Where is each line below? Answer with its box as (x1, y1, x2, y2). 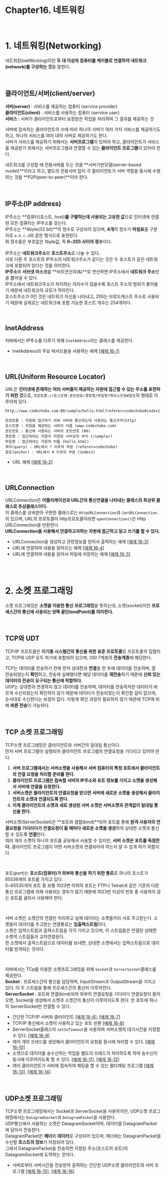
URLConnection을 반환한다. (5, 522, 60, 528)
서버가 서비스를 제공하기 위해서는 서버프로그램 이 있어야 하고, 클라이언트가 (5, 138, 147, 144)
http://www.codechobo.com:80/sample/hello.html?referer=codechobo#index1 (5, 409, 161, 414)
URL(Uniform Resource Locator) (5, 372, 106, 381)
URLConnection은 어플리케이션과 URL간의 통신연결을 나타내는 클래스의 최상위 (5, 497, 156, 503)
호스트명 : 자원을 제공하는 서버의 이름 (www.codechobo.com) (5, 424, 117, 429)
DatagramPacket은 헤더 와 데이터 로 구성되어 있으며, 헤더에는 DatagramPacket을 (5, 1133, 162, 1139)
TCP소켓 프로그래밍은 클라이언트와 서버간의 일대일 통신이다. (5, 742, 121, 748)
